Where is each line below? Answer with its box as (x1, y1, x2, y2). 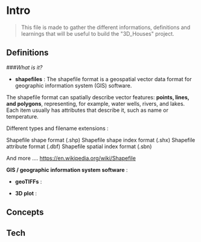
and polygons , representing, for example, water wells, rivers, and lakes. (6, 100, 185, 107)
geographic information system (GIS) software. (14, 82, 132, 89)
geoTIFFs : (14, 178, 42, 185)
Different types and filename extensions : (6, 125, 109, 132)
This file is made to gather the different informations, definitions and (21, 24, 191, 31)
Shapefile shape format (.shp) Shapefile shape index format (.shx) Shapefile (6, 136, 196, 143)
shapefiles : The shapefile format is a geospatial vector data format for (14, 75, 192, 82)
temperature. (6, 113, 39, 120)
